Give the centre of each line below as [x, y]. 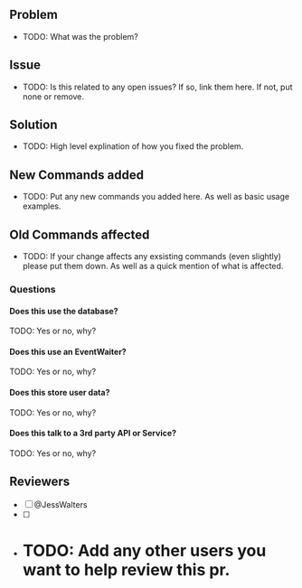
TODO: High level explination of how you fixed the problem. [133, 146]
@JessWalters [61, 504]
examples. [42, 206]
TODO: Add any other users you [144, 551]
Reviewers [40, 482]
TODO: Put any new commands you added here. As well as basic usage [156, 197]
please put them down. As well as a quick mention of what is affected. [153, 266]
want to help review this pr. [126, 569]
